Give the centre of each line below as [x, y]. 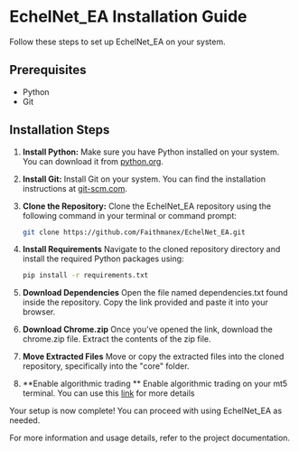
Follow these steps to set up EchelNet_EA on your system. [117, 42]
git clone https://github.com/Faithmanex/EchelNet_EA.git [134, 232]
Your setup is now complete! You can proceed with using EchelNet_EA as [146, 411]
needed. [25, 420]
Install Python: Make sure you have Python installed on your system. [151, 152]
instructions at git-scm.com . [75, 188]
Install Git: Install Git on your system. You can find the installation [144, 179]
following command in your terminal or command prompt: [129, 215]
